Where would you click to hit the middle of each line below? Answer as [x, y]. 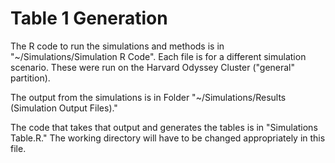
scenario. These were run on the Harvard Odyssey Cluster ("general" [153, 67]
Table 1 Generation [89, 18]
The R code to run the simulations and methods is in [117, 46]
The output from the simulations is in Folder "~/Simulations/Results [148, 97]
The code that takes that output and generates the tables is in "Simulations [164, 127]
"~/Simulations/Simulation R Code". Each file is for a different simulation [158, 56]
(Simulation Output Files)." [64, 108]
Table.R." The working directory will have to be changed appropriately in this [168, 138]
